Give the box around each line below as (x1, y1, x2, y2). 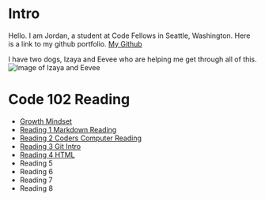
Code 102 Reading (8, 91, 131, 109)
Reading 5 (19, 158, 53, 168)
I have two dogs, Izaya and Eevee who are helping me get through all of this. (8, 54, 257, 64)
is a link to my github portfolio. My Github (8, 39, 142, 48)
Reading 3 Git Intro (19, 141, 81, 151)
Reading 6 (19, 166, 54, 176)
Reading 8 (19, 183, 54, 193)
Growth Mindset (19, 116, 73, 126)
